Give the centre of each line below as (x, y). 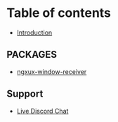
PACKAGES (32, 55)
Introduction (34, 32)
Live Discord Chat (42, 111)
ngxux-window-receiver (52, 71)
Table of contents (59, 13)
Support (25, 94)
